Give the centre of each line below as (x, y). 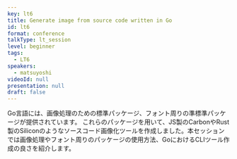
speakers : (22, 66)
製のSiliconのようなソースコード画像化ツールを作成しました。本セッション (116, 131)
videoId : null (28, 79)
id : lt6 (19, 27)
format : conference (36, 33)
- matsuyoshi (33, 72)
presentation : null (36, 86)
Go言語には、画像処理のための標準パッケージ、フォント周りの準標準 (108, 113)
